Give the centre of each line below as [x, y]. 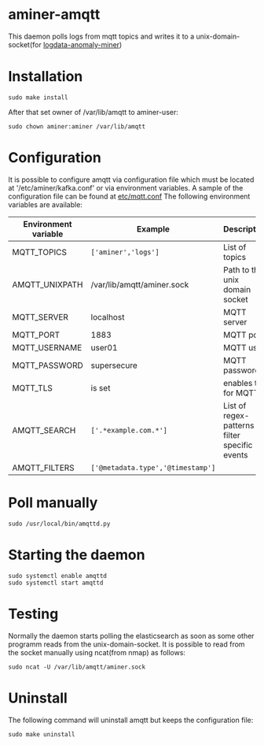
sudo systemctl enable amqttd [58, 576]
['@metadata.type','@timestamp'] [153, 467]
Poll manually [53, 502]
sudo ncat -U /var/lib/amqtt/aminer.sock [77, 667]
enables [238, 383]
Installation [46, 77]
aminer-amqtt [54, 15]
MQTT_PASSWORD [48, 365]
